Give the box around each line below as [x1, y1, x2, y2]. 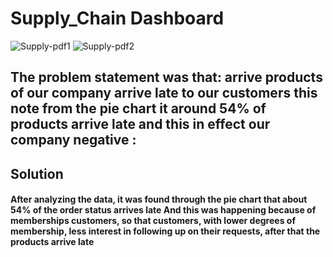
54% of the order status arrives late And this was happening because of [10, 204, 317, 216]
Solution [10, 165, 64, 182]
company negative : [10, 132, 137, 149]
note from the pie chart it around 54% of [10, 100, 267, 117]
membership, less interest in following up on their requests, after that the [10, 225, 321, 237]
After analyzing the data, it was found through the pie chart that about [10, 193, 308, 206]
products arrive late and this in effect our [10, 116, 271, 133]
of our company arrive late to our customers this [10, 85, 318, 102]
